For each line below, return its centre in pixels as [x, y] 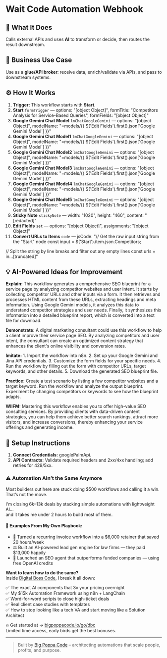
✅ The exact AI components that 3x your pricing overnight [65, 587]
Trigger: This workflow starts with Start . [54, 104]
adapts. [13, 397]
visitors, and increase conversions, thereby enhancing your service [74, 422]
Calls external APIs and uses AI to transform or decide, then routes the [78, 39]
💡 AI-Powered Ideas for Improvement [64, 272]
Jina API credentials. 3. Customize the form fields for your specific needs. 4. [83, 361]
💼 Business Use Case [39, 60]
